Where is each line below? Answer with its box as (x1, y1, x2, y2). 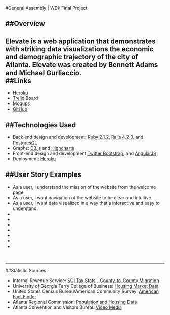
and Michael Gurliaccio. (5, 68, 82, 77)
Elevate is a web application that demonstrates (5, 37, 156, 45)
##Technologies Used (5, 121, 76, 129)
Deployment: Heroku (12, 156, 56, 162)
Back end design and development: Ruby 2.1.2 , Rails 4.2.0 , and (12, 134, 144, 141)
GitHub (12, 106, 28, 112)
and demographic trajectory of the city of (5, 52, 138, 61)
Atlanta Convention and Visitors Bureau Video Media (12, 304, 122, 310)
